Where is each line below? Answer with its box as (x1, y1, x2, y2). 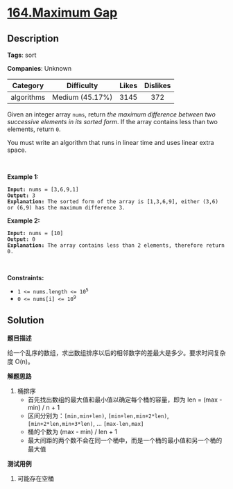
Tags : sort (7, 51, 37, 59)
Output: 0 (7, 236, 36, 243)
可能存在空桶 (17, 474, 54, 483)
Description (7, 33, 59, 44)
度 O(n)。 (7, 357, 35, 366)
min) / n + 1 (27, 403, 60, 411)
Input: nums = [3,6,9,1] (7, 186, 79, 193)
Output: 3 (7, 192, 36, 199)
